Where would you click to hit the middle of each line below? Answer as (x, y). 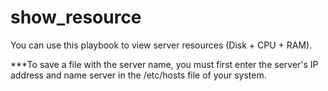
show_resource (76, 17)
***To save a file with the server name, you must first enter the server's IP (164, 64)
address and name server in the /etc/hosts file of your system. (138, 75)
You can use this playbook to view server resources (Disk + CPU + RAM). (161, 45)
